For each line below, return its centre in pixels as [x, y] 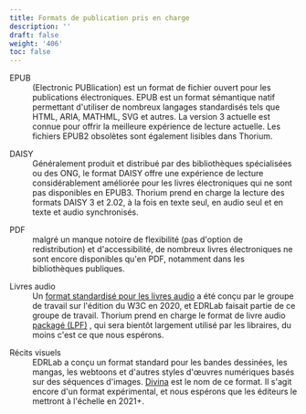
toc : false [30, 52]
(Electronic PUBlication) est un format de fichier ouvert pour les [152, 88]
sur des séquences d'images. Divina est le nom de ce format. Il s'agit [162, 382]
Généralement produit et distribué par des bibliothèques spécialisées [162, 164]
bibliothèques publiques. [79, 269]
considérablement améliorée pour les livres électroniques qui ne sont [162, 183]
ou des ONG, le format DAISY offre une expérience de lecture [148, 174]
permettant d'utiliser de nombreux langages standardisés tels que [156, 107]
